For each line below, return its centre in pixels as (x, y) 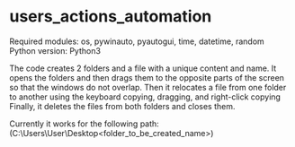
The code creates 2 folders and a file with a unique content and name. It (143, 68)
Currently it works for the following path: (84, 124)
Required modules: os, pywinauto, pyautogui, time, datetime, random (137, 41)
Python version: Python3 (55, 50)
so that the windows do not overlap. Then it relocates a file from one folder (148, 87)
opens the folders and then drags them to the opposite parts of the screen (147, 77)
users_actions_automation (111, 17)
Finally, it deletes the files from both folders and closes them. (122, 106)
